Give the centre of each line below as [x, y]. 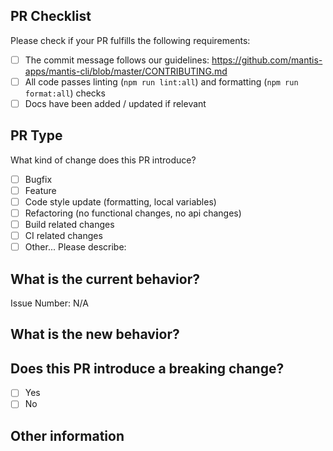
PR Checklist [51, 16]
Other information [67, 435]
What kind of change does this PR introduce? [103, 160]
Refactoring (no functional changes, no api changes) [133, 213]
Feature [40, 190]
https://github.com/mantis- [267, 60]
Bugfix [38, 179]
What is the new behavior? [95, 334]
